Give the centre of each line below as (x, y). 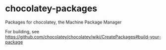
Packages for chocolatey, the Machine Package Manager (63, 22)
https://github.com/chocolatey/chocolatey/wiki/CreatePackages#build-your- (83, 37)
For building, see (22, 31)
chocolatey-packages (51, 9)
